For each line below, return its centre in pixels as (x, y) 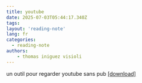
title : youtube (25, 12)
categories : (21, 40)
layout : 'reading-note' (36, 29)
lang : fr (17, 34)
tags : (13, 23)
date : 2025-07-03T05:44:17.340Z (47, 17)
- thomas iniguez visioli (50, 57)
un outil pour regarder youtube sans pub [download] (71, 73)
